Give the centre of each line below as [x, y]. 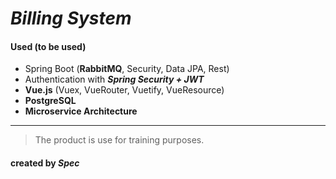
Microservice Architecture [81, 111]
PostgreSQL [50, 101]
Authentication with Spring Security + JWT [114, 79]
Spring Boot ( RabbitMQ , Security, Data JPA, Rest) [127, 69]
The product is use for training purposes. [119, 140]
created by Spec [45, 163]
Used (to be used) [48, 46]
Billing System [71, 18]
